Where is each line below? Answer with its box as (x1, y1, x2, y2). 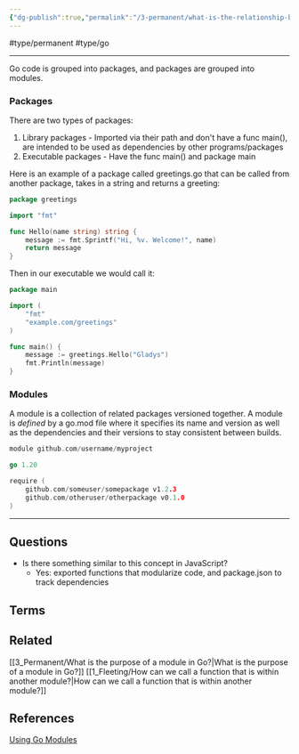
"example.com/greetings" (25, 318, 117, 327)
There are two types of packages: (9, 115, 133, 126)
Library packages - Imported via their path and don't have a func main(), (21, 132, 288, 142)
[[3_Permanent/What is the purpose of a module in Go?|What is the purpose (9, 656, 289, 668)
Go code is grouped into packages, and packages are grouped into (9, 63, 255, 74)
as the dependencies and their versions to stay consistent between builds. (9, 427, 282, 438)
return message (25, 244, 82, 253)
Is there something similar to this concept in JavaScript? (21, 558, 229, 569)
